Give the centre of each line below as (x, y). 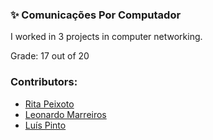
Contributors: (44, 82)
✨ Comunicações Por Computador (96, 15)
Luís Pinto (45, 125)
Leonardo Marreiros (65, 114)
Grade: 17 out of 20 (50, 56)
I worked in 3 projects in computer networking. (106, 37)
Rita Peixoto (49, 104)
